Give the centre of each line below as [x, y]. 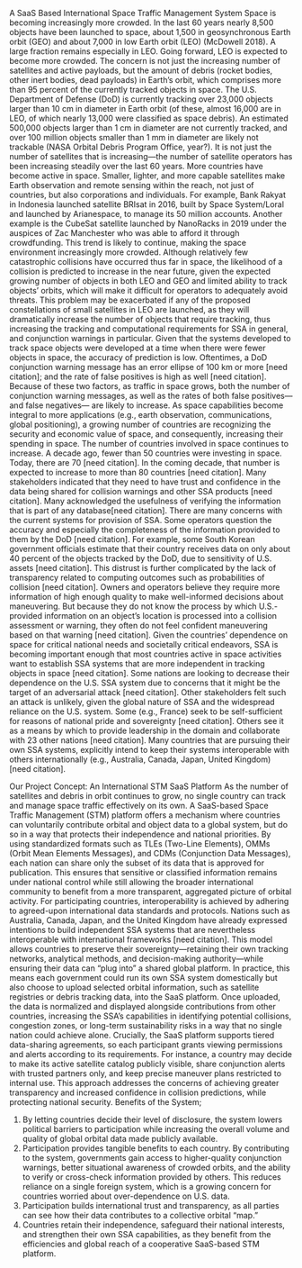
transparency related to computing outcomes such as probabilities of [137, 577]
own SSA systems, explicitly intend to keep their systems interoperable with [150, 750]
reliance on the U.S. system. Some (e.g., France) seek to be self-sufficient [146, 711]
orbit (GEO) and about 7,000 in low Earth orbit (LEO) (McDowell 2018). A [142, 41]
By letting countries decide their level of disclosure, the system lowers [152, 1119]
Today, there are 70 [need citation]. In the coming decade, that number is [145, 462]
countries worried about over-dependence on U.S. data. [126, 1196]
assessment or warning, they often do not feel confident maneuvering [138, 625]
